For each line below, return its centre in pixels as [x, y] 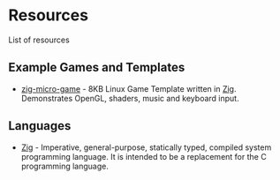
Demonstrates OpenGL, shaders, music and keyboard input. [130, 98]
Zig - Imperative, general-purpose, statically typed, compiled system [146, 147]
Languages [40, 126]
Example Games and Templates [97, 67]
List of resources [39, 40]
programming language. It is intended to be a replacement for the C [144, 156]
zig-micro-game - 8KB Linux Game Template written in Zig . [129, 88]
